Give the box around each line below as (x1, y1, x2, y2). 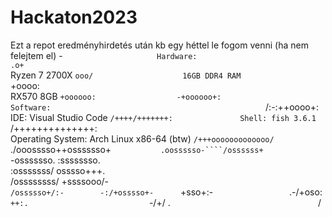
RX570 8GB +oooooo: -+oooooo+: (10, 90, 222, 102)
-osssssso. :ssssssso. (10, 154, 101, 166)
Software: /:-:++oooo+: (10, 101, 320, 113)
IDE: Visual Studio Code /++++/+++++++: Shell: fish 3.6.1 (10, 111, 317, 123)
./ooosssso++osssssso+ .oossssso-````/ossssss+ (10, 143, 264, 155)
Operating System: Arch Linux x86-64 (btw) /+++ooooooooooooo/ (10, 132, 275, 145)
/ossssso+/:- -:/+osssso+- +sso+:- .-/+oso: (10, 186, 323, 198)
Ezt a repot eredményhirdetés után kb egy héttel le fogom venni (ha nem (10, 39, 309, 51)
